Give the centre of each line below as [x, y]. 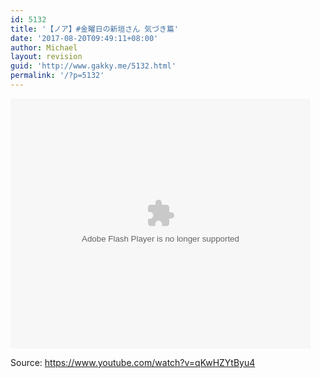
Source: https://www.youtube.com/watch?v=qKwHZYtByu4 [133, 362]
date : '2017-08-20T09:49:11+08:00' [84, 38]
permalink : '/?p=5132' [57, 76]
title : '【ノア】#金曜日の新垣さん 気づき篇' [95, 29]
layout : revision [46, 57]
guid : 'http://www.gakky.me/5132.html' [93, 66]
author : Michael [44, 47]
